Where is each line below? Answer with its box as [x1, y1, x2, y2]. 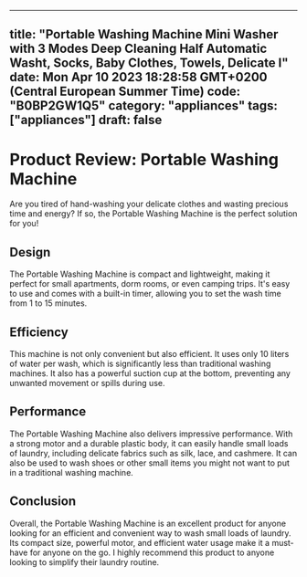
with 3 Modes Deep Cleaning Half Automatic [9, 41, 268, 57]
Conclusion [9, 494, 77, 509]
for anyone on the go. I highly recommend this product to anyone [29, 547, 275, 558]
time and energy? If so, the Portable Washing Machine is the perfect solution [9, 208, 298, 219]
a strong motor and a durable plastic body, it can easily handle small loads [9, 437, 289, 448]
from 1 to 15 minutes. [9, 298, 88, 309]
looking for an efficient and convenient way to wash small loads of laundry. [9, 527, 291, 539]
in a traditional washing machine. [9, 467, 134, 477]
